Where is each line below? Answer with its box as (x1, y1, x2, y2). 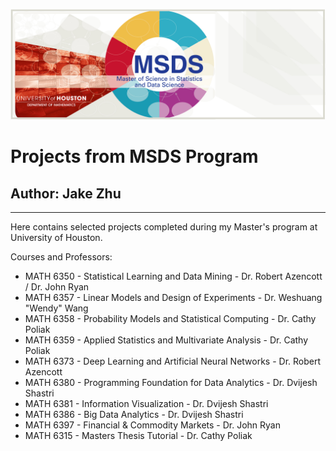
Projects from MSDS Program (10, 145, 259, 168)
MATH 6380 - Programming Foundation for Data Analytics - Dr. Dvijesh (24, 377, 318, 389)
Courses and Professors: (10, 251, 113, 263)
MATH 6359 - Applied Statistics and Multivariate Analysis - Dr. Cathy (24, 334, 309, 346)
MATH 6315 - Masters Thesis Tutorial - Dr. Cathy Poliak (24, 430, 253, 442)
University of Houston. (10, 232, 103, 244)
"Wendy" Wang (24, 302, 89, 314)
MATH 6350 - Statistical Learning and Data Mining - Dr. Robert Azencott (24, 270, 323, 283)
